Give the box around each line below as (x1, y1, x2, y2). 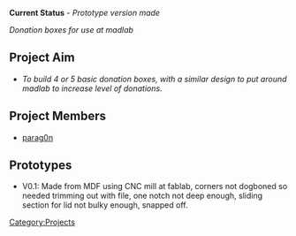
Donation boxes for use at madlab (9, 25, 134, 34)
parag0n (21, 132, 54, 142)
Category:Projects (9, 217, 75, 228)
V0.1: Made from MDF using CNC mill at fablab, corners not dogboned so (21, 181, 288, 192)
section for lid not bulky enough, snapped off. (21, 200, 188, 210)
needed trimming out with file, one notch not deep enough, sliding (21, 190, 263, 202)
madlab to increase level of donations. (21, 83, 163, 94)
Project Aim (9, 50, 75, 65)
